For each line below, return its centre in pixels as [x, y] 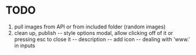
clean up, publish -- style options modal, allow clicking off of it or [94, 33]
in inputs [25, 46]
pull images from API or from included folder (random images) [90, 27]
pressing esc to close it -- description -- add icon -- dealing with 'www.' [102, 39]
